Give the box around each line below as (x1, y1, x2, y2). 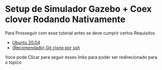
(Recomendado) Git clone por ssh (12, 45, 80, 50)
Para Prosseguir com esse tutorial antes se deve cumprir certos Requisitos (5, 30, 155, 36)
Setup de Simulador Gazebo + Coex (5, 3, 152, 15)
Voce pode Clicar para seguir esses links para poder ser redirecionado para (5, 54, 158, 60)
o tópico (5, 59, 22, 65)
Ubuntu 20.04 (12, 39, 40, 45)
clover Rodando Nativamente (5, 14, 126, 25)
